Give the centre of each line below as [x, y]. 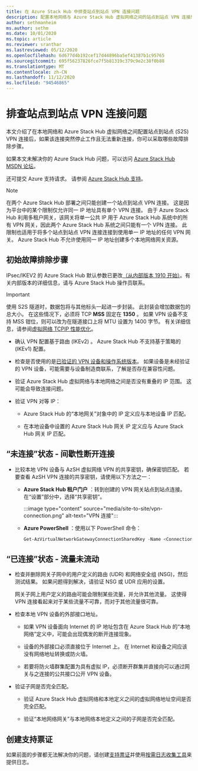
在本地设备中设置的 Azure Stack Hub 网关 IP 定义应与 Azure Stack [103, 426]
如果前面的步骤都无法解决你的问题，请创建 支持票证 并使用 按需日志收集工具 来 [99, 755]
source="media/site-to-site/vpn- [123, 508]
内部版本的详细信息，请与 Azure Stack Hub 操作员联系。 [80, 282]
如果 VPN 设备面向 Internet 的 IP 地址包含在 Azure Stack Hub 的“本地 [107, 627]
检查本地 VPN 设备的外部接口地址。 [58, 614]
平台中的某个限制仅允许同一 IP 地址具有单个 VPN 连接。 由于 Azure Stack [100, 210]
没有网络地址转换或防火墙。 [57, 654]
